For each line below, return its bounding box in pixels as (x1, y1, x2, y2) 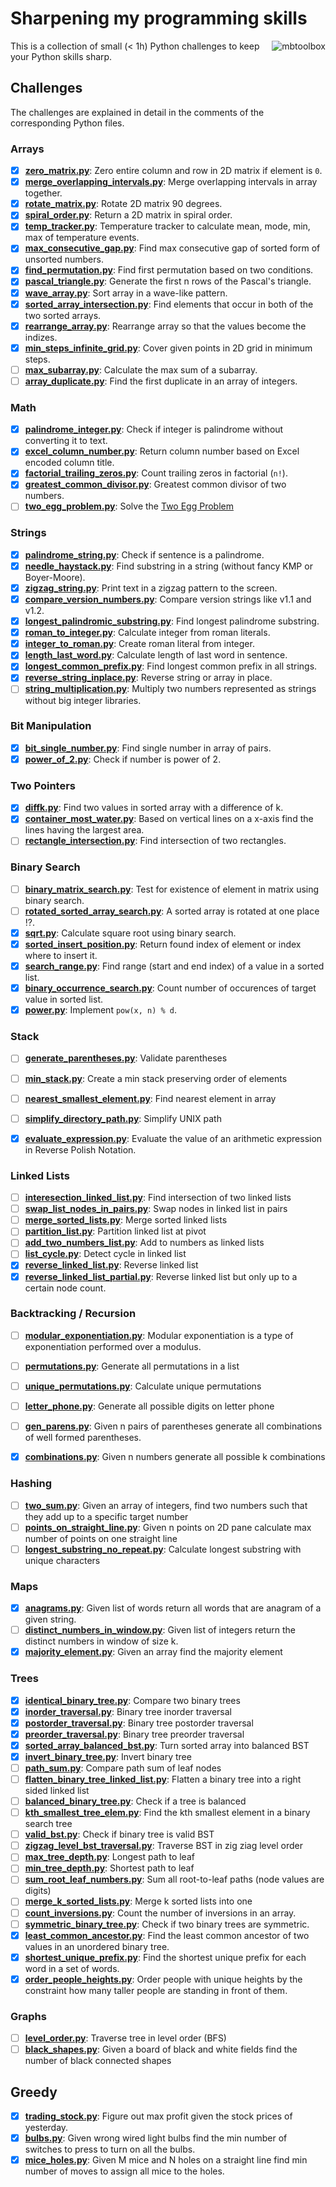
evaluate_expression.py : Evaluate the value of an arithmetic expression (24, 1132, 323, 1144)
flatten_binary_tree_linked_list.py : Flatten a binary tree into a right (24, 1773, 302, 1785)
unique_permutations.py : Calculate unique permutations (24, 1380, 262, 1392)
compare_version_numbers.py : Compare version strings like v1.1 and (24, 593, 312, 606)
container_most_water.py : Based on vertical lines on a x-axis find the (24, 813, 314, 825)
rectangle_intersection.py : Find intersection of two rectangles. (24, 835, 287, 847)
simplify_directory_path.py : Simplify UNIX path (24, 1112, 222, 1124)
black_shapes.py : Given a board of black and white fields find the (24, 2043, 298, 2056)
